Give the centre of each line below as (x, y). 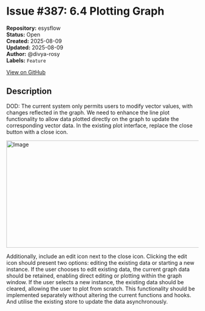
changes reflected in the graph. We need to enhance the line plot (88, 112)
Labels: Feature (26, 60)
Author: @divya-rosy (33, 54)
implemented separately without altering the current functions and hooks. (99, 295)
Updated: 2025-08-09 (35, 47)
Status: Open (23, 34)
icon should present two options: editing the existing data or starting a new (100, 262)
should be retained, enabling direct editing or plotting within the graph (94, 276)
